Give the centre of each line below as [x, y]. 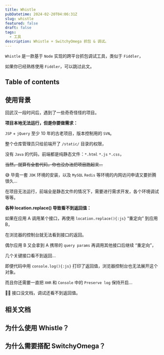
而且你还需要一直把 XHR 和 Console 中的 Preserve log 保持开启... [69, 282]
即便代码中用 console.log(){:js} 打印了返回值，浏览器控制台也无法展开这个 [82, 266]
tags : [10, 32]
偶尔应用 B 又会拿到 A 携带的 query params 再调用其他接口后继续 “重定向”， [81, 245]
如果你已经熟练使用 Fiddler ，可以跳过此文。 [50, 66]
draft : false [18, 28]
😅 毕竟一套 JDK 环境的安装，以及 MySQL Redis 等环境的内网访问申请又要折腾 [81, 175]
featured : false [21, 23]
